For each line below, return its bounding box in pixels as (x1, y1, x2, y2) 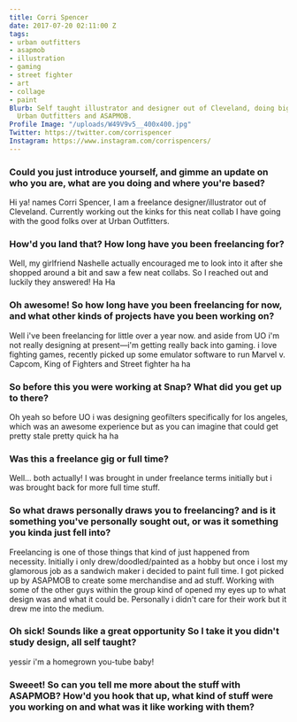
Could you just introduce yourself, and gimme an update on (9, 166, 269, 178)
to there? (9, 392, 49, 404)
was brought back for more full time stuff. (9, 482, 161, 493)
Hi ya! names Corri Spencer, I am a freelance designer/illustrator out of (9, 197, 267, 208)
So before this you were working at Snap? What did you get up (9, 380, 282, 392)
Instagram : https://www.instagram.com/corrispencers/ (9, 136, 212, 145)
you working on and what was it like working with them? (9, 701, 255, 713)
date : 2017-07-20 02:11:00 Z (9, 21, 117, 30)
